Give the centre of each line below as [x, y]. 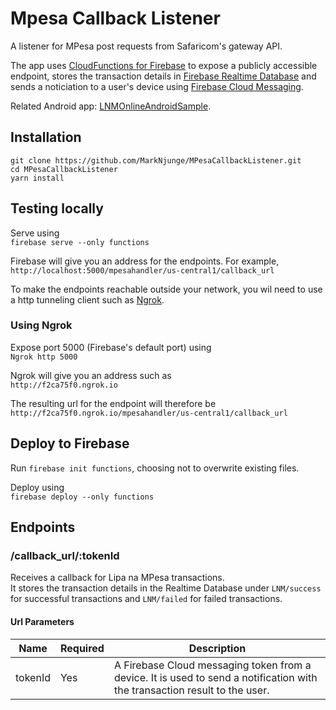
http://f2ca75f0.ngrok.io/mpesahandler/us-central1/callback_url [149, 413]
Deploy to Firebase [70, 443]
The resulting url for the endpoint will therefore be [113, 403]
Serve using [35, 233]
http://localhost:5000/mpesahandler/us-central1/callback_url [142, 270]
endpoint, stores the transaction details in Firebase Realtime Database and [163, 76]
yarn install [37, 178]
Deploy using [37, 487]
